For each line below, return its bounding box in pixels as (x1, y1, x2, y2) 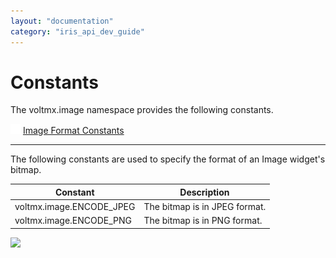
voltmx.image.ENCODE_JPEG (14, 201, 136, 213)
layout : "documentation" (10, 16, 114, 26)
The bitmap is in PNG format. (143, 215, 263, 227)
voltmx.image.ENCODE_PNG (14, 215, 133, 227)
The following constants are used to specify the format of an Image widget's (10, 153, 326, 165)
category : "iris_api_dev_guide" (10, 26, 145, 37)
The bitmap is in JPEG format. (143, 201, 267, 213)
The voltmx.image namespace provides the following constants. (10, 104, 274, 116)
